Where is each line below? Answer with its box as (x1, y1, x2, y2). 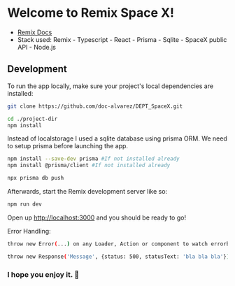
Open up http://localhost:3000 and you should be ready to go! (7, 213, 187, 222)
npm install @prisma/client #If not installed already (7, 162, 171, 169)
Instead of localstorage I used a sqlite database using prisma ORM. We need (7, 134, 227, 143)
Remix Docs (17, 28, 52, 36)
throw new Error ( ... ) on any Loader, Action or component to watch (7, 240, 208, 248)
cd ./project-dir (7, 115, 58, 122)
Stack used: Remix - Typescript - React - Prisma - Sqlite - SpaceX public (17, 35, 227, 43)
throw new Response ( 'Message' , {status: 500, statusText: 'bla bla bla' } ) (7, 253, 230, 260)
